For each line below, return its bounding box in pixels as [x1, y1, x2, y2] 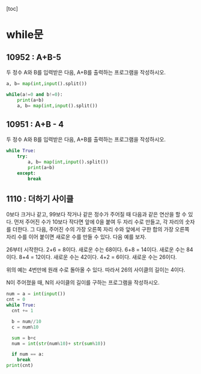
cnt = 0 [6, 297, 26, 303]
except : [17, 170, 36, 176]
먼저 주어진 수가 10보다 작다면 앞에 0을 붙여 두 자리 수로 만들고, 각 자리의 [14, 218, 184, 225]
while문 [6, 28, 44, 41]
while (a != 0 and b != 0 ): [6, 91, 63, 98]
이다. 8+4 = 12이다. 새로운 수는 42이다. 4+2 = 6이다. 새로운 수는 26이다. [6, 254, 177, 261]
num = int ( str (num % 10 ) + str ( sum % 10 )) [11, 340, 106, 346]
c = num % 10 [11, 324, 39, 330]
